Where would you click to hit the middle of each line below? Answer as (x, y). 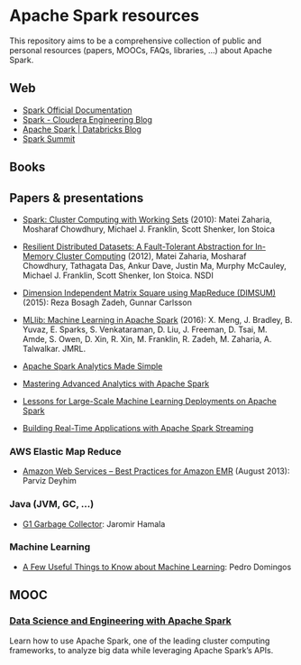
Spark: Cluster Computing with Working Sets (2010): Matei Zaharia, (147, 219)
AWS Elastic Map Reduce (65, 451)
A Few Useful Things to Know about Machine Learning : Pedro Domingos (157, 567)
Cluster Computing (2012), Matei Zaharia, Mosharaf (151, 256)
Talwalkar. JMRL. (54, 348)
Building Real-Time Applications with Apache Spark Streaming (138, 428)
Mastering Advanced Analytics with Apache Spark (116, 383)
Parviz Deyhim (49, 481)
